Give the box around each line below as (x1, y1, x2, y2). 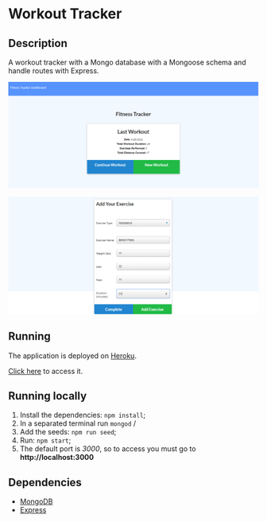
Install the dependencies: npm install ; (19, 411, 146, 420)
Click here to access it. (8, 366, 83, 376)
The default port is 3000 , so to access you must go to (19, 444, 196, 454)
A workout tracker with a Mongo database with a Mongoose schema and (8, 57, 246, 67)
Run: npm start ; (19, 435, 72, 446)
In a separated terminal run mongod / (19, 419, 137, 428)
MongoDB (19, 497, 53, 506)
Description (8, 37, 68, 50)
